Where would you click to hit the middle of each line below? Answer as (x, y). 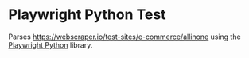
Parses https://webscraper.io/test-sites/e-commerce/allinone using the (124, 37)
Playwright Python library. (51, 44)
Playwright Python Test (87, 15)
